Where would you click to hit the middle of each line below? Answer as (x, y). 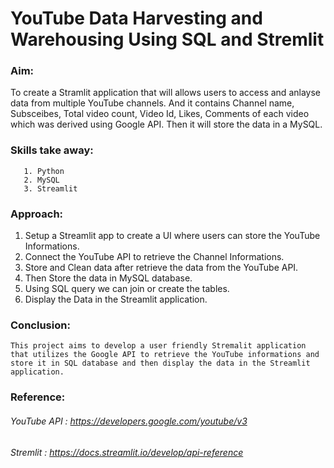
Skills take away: (52, 150)
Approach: (37, 214)
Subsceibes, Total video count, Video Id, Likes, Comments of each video (160, 114)
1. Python (44, 171)
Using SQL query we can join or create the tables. (127, 289)
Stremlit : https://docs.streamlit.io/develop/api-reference (127, 452)
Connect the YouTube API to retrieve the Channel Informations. (154, 257)
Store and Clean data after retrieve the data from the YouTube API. (161, 268)
